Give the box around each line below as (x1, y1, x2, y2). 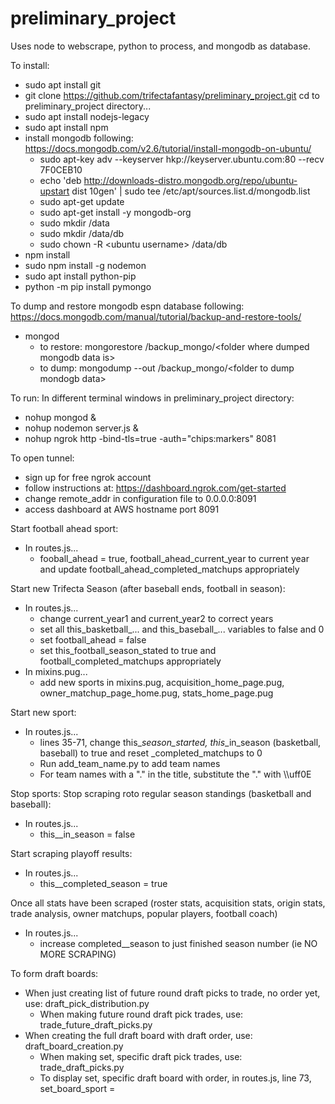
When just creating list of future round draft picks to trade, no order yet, (24, 987, 321, 999)
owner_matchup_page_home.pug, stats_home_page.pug (39, 687, 274, 699)
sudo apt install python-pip (24, 270, 137, 282)
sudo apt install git (24, 78, 102, 91)
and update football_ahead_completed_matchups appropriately (39, 563, 300, 575)
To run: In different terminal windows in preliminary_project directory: (10, 392, 295, 404)
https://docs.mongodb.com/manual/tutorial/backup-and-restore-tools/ (10, 310, 302, 322)
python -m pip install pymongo (24, 280, 152, 292)
